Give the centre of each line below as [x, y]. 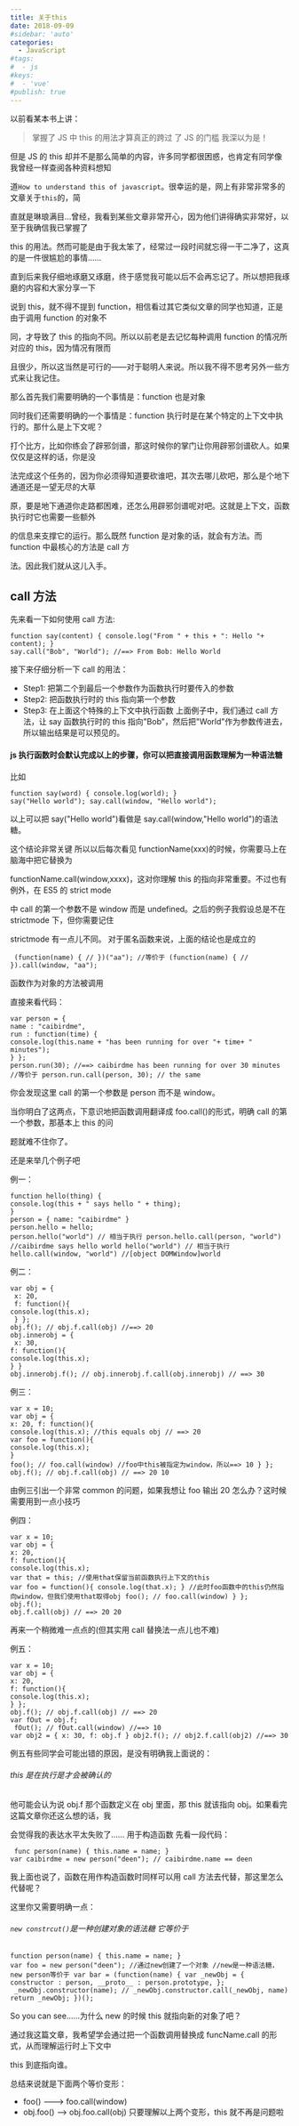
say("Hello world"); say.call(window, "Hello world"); [114, 801]
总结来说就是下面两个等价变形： [68, 2083]
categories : [32, 42]
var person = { [38, 1019]
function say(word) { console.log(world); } [94, 793]
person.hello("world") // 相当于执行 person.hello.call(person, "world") [146, 1237]
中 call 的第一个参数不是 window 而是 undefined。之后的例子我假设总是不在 [148, 909]
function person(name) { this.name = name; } [95, 1956]
